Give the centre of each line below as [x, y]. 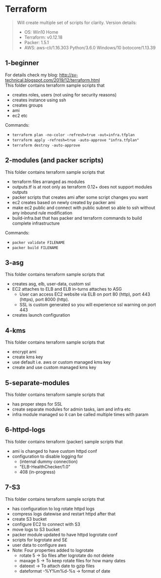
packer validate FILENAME [38, 243]
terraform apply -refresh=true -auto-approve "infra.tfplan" [76, 140]
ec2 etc [20, 116]
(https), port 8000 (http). [44, 300]
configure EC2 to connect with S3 [46, 524]
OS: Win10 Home [41, 32]
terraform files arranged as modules [48, 182]
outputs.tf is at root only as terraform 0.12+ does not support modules [82, 186]
